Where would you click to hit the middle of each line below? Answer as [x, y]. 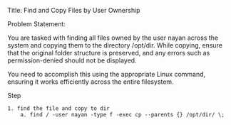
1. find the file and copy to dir [59, 109]
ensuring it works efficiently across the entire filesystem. [91, 82]
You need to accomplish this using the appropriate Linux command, [107, 74]
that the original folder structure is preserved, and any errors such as [109, 53]
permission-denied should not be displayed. [72, 60]
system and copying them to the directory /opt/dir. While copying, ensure [115, 45]
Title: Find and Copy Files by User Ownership [74, 10]
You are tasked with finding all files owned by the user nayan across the [113, 38]
